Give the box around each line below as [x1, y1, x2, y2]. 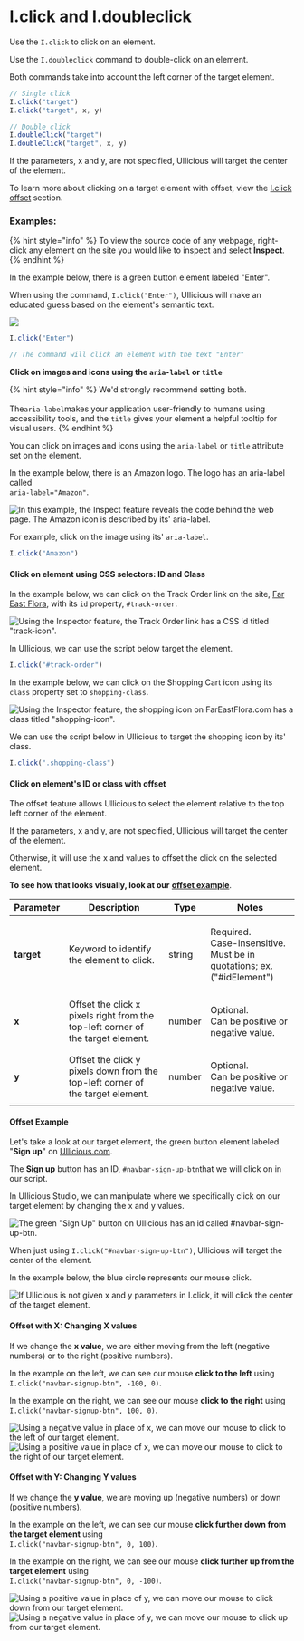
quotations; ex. [210, 960, 273, 972]
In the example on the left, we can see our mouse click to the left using [9, 1367, 275, 1378]
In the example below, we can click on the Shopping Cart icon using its [9, 677, 273, 688]
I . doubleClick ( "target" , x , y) [9, 139, 128, 149]
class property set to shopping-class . [9, 687, 149, 698]
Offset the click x [68, 999, 141, 1011]
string [168, 949, 194, 961]
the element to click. [68, 954, 156, 967]
